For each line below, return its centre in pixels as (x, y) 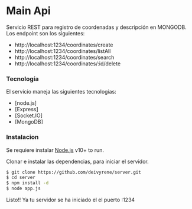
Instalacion (22, 137)
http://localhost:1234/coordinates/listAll (63, 51)
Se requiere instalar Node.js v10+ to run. (55, 150)
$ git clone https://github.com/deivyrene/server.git (74, 172)
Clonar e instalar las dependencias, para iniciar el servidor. (77, 161)
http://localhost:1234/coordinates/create (64, 45)
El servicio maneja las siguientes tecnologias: (61, 92)
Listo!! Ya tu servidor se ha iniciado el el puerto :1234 (71, 200)
